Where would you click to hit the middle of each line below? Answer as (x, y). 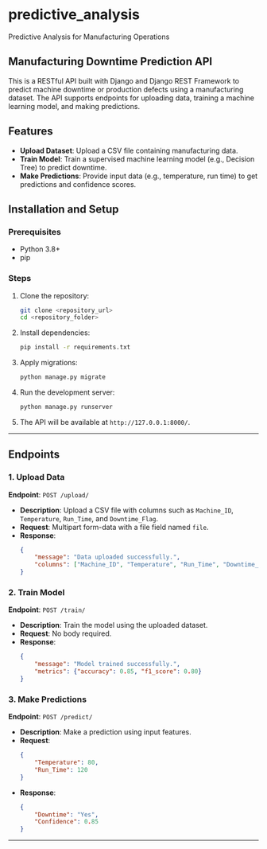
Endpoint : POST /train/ (47, 609)
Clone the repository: (54, 295)
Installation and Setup (64, 209)
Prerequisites (35, 232)
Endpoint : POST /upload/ (49, 494)
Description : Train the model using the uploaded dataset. (114, 625)
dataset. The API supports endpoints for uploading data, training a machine (131, 98)
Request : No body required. (66, 633)
